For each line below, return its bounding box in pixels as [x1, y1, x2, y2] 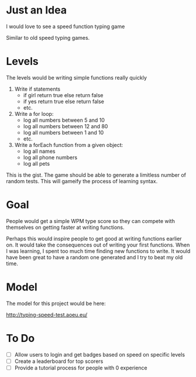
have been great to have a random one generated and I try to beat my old [6, 253, 183, 261]
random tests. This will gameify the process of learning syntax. [6, 177, 158, 184]
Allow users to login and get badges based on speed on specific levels [14, 351, 185, 358]
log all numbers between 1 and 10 [23, 129, 104, 136]
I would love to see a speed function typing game [6, 23, 125, 30]
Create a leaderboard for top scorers [14, 358, 104, 365]
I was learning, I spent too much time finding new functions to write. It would [6, 247, 191, 255]
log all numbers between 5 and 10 [23, 116, 105, 124]
